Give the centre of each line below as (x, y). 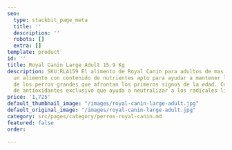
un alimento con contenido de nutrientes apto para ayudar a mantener (117, 78)
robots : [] (29, 39)
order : (17, 129)
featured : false (30, 123)
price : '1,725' (29, 97)
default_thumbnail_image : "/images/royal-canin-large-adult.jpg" (103, 104)
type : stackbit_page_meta (51, 20)
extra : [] (27, 46)
